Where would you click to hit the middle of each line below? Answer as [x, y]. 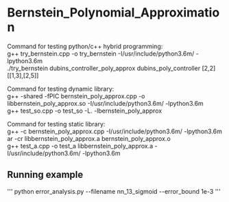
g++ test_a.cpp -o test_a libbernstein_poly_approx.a [80, 146]
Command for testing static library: [56, 124]
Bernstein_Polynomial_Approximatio [113, 13]
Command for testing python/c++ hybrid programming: [85, 46]
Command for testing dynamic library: [61, 89]
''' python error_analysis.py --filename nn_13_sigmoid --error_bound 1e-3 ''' [114, 191]
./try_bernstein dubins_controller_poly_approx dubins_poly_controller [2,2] [111, 68]
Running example [45, 175]
